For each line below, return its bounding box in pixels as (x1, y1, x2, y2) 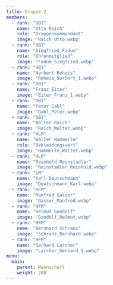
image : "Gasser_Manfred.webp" (17, 198, 92, 204)
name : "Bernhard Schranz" (17, 225, 81, 231)
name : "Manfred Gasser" (17, 192, 76, 198)
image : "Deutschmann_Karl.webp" (17, 181, 97, 187)
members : (6, 14, 28, 20)
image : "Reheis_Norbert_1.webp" (17, 75, 97, 81)
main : (11, 259, 26, 265)
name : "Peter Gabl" (17, 103, 65, 109)
